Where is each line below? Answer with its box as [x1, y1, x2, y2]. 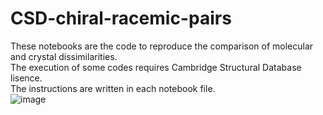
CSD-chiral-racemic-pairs [10, 7, 232, 30]
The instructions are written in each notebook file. [10, 82, 216, 94]
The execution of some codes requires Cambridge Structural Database [10, 61, 302, 73]
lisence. [10, 72, 43, 84]
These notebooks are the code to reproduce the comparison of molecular [10, 40, 314, 52]
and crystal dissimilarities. [10, 50, 118, 62]
